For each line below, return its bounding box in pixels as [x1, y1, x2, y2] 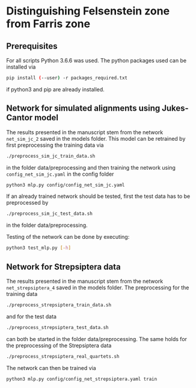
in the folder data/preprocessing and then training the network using [6, 164, 176, 171]
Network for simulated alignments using [6, 103, 161, 114]
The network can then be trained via [6, 364, 96, 371]
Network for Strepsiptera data [6, 262, 121, 272]
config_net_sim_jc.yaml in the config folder [6, 170, 114, 177]
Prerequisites [6, 41, 58, 51]
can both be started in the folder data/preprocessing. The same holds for [6, 335, 188, 342]
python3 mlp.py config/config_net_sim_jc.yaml [6, 182, 125, 188]
